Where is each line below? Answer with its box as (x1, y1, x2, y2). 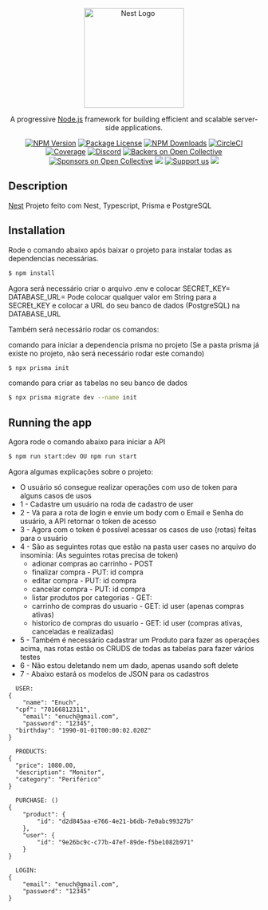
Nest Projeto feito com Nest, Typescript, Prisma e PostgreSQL (8, 201, 212, 210)
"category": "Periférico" (15, 775, 102, 783)
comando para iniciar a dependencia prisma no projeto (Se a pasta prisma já (8, 340, 259, 349)
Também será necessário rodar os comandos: (8, 324, 160, 334)
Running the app (8, 415, 92, 429)
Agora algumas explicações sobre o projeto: (8, 467, 154, 476)
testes (19, 652, 41, 662)
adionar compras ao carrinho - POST (31, 558, 154, 568)
